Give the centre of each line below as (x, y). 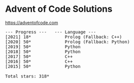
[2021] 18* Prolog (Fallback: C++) (64, 37)
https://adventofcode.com (32, 23)
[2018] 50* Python (43, 52)
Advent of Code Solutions (59, 9)
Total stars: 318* (27, 76)
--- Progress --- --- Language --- (51, 32)
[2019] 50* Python (43, 47)
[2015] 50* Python (43, 66)
